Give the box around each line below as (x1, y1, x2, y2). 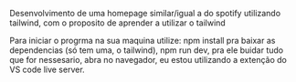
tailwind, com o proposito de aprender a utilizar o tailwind (9, 17, 226, 28)
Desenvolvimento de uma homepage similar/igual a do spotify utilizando (9, 8, 281, 18)
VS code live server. (9, 64, 85, 75)
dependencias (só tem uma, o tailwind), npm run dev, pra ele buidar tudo (9, 45, 284, 56)
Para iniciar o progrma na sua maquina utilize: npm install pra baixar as (9, 36, 276, 46)
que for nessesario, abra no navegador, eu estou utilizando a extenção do (9, 55, 288, 65)
